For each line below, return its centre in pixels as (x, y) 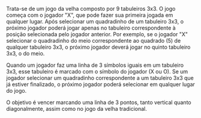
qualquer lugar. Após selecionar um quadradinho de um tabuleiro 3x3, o (95, 21)
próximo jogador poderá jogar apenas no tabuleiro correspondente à (91, 28)
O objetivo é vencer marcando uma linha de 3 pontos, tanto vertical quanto (99, 102)
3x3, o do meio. (25, 53)
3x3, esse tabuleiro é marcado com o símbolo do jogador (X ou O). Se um (97, 71)
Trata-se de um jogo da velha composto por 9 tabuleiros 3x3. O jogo (91, 9)
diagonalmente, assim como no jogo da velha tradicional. (76, 109)
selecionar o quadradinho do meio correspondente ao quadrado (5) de (94, 41)
